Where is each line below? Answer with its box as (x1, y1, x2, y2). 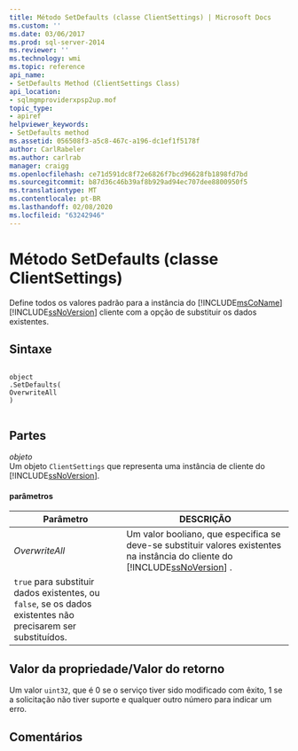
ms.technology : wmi (9, 54, 82, 63)
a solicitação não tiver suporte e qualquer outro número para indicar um (9, 694, 272, 705)
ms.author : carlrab (9, 153, 82, 162)
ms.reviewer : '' (9, 46, 69, 55)
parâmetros (9, 490, 53, 501)
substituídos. (13, 631, 67, 644)
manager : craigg (9, 161, 69, 170)
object (9, 373, 34, 382)
